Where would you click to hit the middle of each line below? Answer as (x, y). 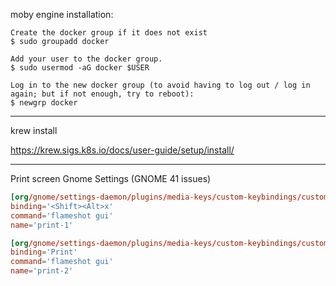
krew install (34, 130)
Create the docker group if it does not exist (109, 33)
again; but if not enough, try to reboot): (102, 94)
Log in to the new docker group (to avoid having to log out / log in (160, 85)
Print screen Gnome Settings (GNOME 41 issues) (111, 178)
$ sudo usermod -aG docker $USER (80, 68)
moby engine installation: (62, 14)
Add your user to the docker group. (86, 59)
